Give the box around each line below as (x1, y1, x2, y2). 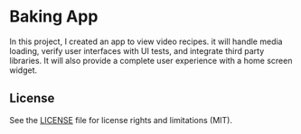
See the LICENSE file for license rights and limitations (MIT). (9, 114, 233, 125)
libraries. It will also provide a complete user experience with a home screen (9, 55, 293, 66)
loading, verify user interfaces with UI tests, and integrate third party (9, 45, 265, 56)
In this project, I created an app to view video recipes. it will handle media (9, 36, 283, 47)
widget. (9, 65, 38, 76)
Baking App (9, 6, 99, 27)
